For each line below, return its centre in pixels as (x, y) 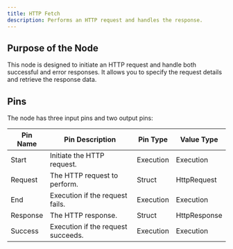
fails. (58, 204)
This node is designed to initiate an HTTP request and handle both (102, 65)
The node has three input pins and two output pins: (80, 118)
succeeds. (67, 235)
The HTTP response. (84, 216)
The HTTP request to (84, 175)
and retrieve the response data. (52, 80)
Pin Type (153, 139)
